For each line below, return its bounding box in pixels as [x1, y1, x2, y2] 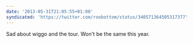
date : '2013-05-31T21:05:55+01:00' [6, 8, 94, 15]
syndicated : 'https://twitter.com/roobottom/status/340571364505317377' [6, 14, 188, 20]
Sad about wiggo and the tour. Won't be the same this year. [6, 30, 150, 37]
